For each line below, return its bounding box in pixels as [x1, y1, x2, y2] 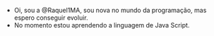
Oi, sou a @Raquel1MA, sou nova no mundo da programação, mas [13, 6, 207, 14]
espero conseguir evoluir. [13, 13, 88, 22]
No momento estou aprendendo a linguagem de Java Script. [13, 21, 190, 29]
